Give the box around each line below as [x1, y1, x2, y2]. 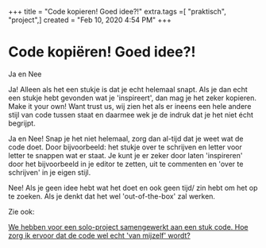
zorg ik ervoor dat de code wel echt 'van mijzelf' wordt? [8, 231, 191, 240]
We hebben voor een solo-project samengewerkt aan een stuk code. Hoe [8, 222, 249, 231]
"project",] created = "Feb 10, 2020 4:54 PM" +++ [8, 15, 172, 25]
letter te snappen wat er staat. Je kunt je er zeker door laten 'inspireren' [8, 150, 243, 160]
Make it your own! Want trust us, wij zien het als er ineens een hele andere [8, 101, 252, 110]
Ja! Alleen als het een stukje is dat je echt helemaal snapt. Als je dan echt [8, 84, 248, 94]
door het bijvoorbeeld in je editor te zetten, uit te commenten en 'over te [8, 159, 244, 169]
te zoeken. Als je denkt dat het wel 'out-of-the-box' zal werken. [8, 191, 216, 201]
